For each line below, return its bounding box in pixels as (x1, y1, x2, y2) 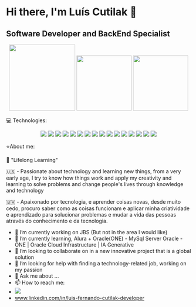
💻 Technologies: (6, 117, 47, 124)
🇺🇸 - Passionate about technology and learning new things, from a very (6, 168, 181, 175)
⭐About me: (6, 143, 35, 150)
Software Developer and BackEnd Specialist (6, 29, 170, 39)
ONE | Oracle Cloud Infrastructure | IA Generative (14, 241, 134, 248)
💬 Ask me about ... (14, 272, 59, 279)
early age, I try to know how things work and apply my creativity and (6, 174, 172, 181)
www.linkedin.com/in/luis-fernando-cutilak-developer (14, 295, 145, 301)
